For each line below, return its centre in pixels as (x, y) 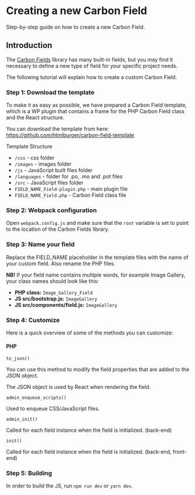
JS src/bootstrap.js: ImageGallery (56, 298)
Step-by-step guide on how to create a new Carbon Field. (76, 27)
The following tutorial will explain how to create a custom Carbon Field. (92, 77)
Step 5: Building (29, 473)
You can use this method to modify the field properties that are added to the (98, 370)
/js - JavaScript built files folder (54, 170)
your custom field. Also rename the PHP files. (61, 263)
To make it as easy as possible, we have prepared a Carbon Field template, (97, 105)
